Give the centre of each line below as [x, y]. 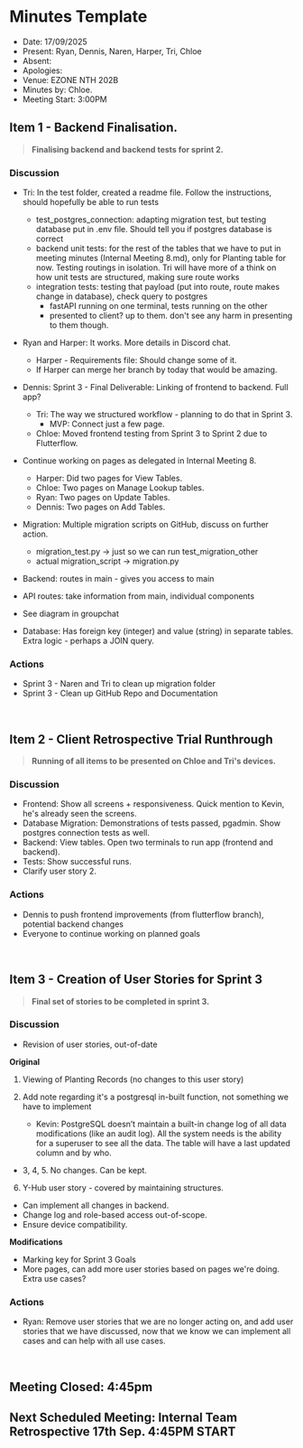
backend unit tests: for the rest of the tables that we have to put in [158, 248]
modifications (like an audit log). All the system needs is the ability [159, 1133]
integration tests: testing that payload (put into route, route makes [158, 287]
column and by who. [74, 1153]
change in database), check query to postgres [122, 296]
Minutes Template [78, 17]
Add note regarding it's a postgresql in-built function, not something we [155, 1097]
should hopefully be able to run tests [91, 202]
